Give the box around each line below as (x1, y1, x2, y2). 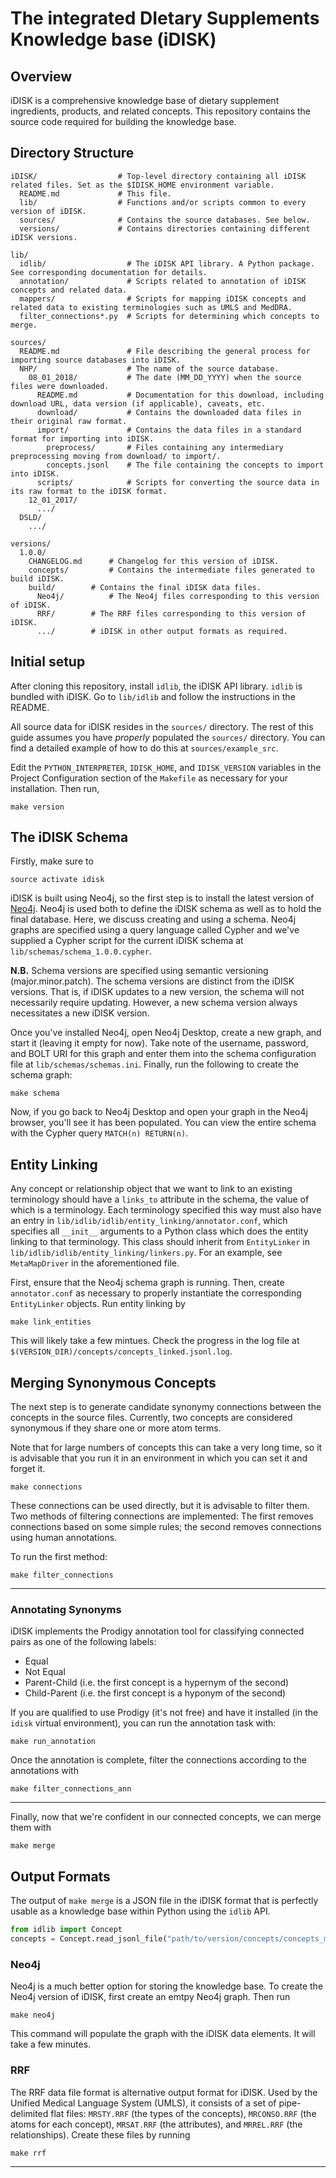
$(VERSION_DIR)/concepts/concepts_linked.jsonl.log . (10, 1345, 233, 1357)
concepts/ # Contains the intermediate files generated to (28, 565, 315, 575)
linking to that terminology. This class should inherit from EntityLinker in (10, 1236, 310, 1248)
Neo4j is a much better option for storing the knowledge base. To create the (10, 1980, 324, 1992)
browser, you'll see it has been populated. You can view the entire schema (10, 1117, 317, 1129)
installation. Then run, (10, 782, 100, 794)
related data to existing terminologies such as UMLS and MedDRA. (10, 302, 293, 312)
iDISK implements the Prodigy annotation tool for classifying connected (10, 1625, 305, 1637)
